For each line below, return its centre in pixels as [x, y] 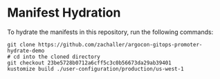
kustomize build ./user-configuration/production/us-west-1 [96, 69]
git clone [21, 44]
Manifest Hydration [64, 13]
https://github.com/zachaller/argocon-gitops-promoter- [120, 44]
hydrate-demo [26, 51]
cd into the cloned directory [57, 57]
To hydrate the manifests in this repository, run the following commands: [110, 32]
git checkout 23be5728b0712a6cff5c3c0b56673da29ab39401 [89, 63]
